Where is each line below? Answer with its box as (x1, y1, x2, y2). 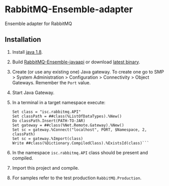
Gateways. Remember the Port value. (12, 79, 91, 85)
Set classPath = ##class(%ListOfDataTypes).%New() (12, 113, 122, 119)
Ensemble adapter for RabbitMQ (5, 20, 72, 27)
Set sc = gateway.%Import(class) (12, 136, 83, 141)
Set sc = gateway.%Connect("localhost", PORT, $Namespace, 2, (12, 127, 147, 132)
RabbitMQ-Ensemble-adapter (5, 4, 133, 15)
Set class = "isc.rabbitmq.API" (12, 109, 81, 114)
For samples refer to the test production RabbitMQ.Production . (12, 175, 142, 181)
